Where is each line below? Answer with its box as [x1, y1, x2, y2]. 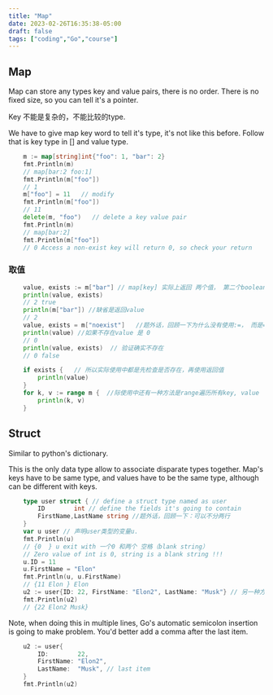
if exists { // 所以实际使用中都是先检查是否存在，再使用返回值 [23, 366, 224, 375]
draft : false [8, 27, 53, 35]
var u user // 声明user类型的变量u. [23, 527, 139, 536]
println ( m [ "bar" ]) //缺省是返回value [23, 306, 145, 315]
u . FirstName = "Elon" [23, 565, 96, 574]
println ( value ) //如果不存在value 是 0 [23, 328, 151, 337]
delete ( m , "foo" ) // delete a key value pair [23, 213, 187, 222]
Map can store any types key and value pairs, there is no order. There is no [8, 86, 259, 96]
